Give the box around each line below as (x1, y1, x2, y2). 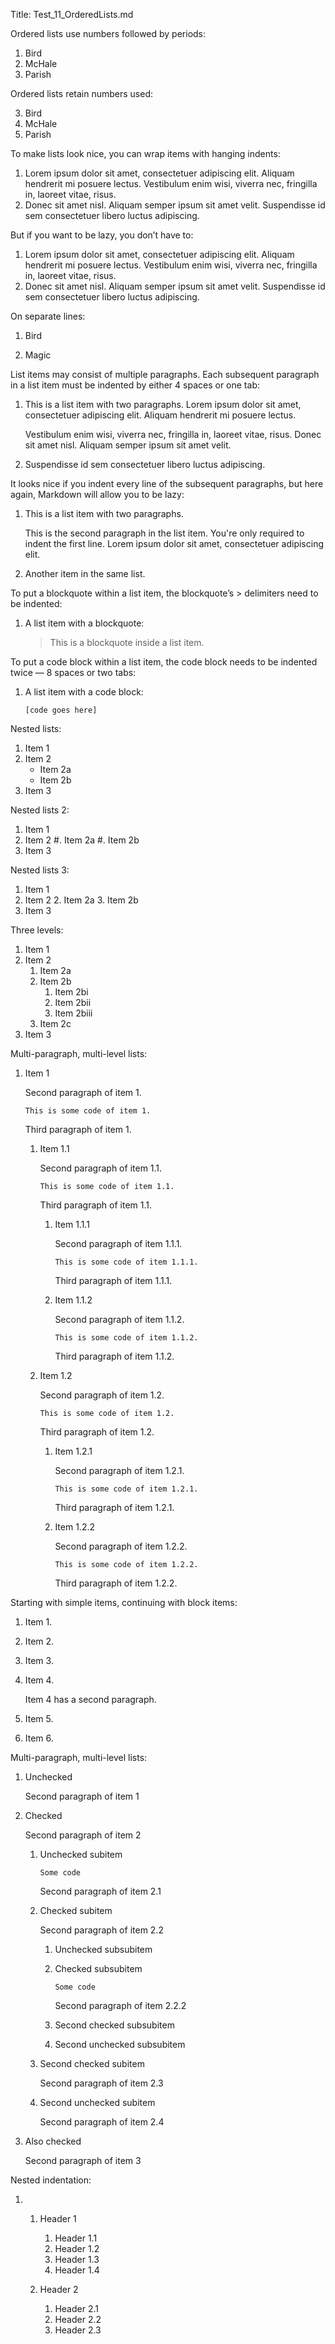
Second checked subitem (39, 2058, 145, 2069)
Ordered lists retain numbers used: (10, 88, 154, 99)
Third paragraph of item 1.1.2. (54, 1350, 175, 1362)
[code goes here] (24, 705, 98, 715)
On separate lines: (10, 310, 86, 322)
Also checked (24, 2135, 82, 2147)
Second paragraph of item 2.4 (39, 2116, 165, 2128)
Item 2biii (54, 1007, 93, 1019)
